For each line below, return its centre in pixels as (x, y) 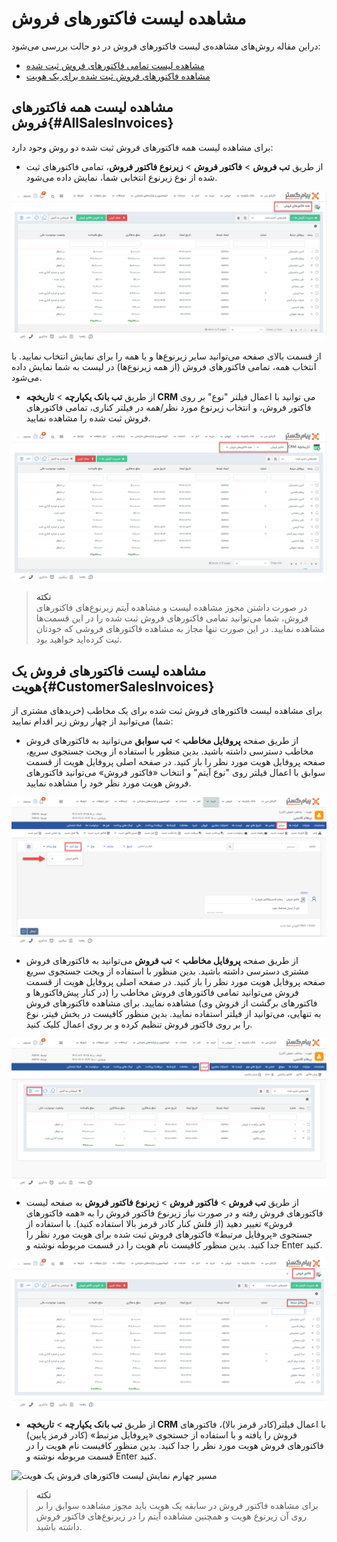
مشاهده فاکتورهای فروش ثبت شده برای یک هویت (118, 76)
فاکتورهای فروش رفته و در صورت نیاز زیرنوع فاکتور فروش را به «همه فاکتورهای (174, 1213)
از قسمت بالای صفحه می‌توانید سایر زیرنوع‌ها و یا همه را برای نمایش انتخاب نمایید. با (166, 356)
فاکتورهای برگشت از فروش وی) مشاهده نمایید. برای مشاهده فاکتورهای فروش (171, 1003)
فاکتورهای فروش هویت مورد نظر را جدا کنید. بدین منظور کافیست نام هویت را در (174, 1445)
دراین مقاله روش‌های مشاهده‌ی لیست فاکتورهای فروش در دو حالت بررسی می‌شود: (166, 46)
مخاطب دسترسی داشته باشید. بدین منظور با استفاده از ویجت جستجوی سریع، (169, 751)
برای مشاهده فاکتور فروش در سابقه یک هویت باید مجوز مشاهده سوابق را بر (177, 1505)
